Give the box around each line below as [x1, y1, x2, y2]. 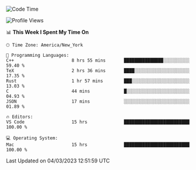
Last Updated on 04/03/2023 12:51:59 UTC [6, 157, 110, 164]
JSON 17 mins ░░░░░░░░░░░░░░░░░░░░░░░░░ [6, 98, 190, 104]
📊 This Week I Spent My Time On [6, 29, 89, 35]
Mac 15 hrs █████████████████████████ [6, 142, 190, 148]
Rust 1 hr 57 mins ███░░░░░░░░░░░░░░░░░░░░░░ [6, 78, 190, 84]
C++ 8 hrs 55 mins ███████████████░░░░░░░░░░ [6, 57, 190, 63]
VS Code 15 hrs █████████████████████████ [6, 119, 190, 125]
